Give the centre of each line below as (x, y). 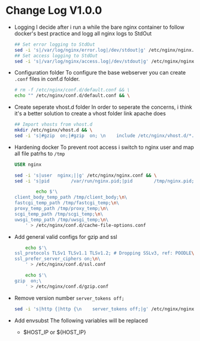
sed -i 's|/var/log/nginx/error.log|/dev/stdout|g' (80, 50)
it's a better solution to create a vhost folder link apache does (90, 113)
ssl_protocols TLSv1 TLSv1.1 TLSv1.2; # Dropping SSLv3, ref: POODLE (103, 253)
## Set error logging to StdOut (54, 44)
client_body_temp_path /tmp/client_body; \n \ (71, 198)
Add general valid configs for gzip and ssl (66, 237)
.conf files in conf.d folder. (47, 79)
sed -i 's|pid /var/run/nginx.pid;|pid (73, 181)
